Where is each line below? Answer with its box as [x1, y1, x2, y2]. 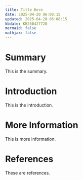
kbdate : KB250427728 [5, 21, 48, 26]
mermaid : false [5, 26, 37, 31]
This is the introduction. [5, 102, 53, 108]
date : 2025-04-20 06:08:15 [5, 12, 61, 17]
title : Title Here [5, 7, 43, 12]
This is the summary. [5, 68, 48, 74]
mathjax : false [5, 30, 37, 35]
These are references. [5, 170, 50, 176]
